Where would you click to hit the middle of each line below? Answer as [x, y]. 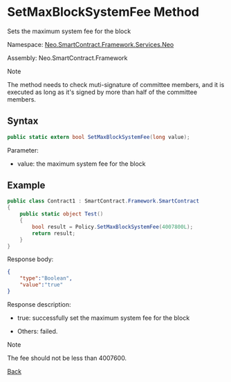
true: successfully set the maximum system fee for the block [103, 318]
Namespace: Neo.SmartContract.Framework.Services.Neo [91, 44]
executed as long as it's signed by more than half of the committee [102, 92]
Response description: [39, 304]
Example [26, 185]
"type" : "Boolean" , [46, 278]
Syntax [23, 121]
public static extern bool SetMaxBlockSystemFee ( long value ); [99, 137]
